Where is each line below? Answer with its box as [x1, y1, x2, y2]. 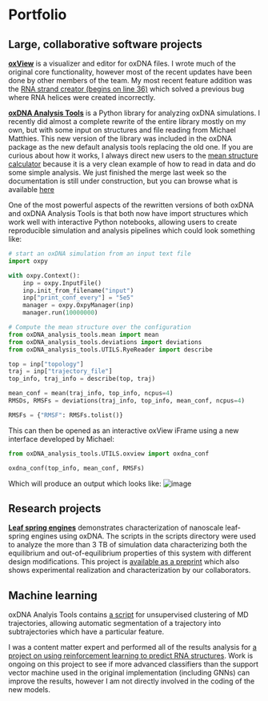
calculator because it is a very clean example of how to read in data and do [8, 159, 256, 169]
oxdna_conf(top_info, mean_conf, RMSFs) [8, 464, 146, 472]
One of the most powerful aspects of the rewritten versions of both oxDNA [8, 200, 254, 210]
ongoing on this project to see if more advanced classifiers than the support [8, 659, 258, 669]
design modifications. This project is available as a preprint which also [8, 557, 240, 567]
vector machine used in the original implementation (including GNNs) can [8, 668, 250, 678]
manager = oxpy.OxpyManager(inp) [22, 302, 134, 310]
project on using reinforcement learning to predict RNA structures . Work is [8, 651, 254, 661]
